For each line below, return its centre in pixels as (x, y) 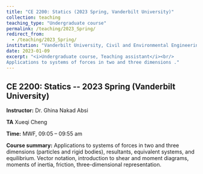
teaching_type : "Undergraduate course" (56, 23)
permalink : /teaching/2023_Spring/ (51, 29)
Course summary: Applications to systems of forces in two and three (93, 146)
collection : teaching (34, 17)
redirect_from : (25, 34)
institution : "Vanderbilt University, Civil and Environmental (88, 46)
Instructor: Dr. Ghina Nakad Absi (47, 110)
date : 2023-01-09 (28, 51)
